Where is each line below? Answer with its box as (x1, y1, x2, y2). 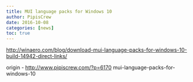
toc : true (6, 30, 31, 36)
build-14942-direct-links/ (6, 53, 68, 60)
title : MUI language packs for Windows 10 (6, 8, 112, 15)
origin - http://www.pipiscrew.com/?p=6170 (6, 64, 112, 71)
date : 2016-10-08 (6, 19, 49, 25)
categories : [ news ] (6, 25, 54, 31)
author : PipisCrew (6, 14, 51, 20)
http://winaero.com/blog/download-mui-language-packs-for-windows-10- (6, 46, 187, 53)
